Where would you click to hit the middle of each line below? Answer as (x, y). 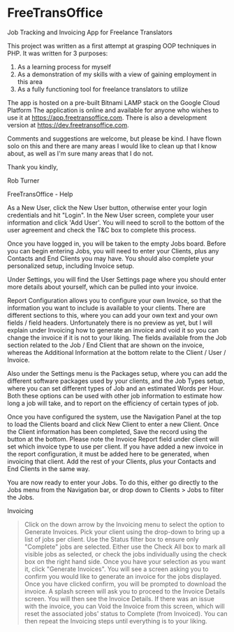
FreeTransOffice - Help (40, 194)
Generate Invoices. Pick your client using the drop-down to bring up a (125, 532)
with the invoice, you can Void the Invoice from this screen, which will (124, 606)
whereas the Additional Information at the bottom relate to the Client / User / (117, 352)
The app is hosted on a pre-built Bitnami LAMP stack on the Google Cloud (114, 102)
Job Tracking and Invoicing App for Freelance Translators (90, 32)
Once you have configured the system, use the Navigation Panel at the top (114, 416)
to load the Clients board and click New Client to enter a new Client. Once (113, 424)
